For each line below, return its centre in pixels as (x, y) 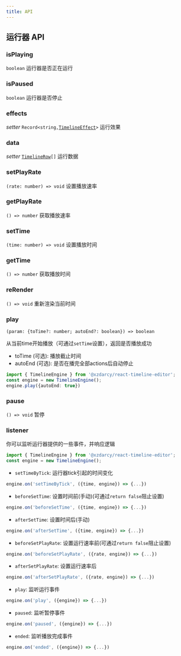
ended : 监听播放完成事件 (43, 636)
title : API (20, 12)
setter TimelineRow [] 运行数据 (42, 156)
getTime (18, 261)
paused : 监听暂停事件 (40, 613)
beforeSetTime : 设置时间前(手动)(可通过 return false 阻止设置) (89, 496)
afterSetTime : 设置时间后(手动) (52, 519)
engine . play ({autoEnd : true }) (43, 386)
